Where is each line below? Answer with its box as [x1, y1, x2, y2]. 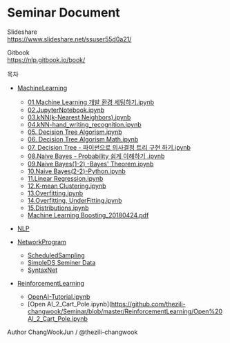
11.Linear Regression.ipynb [27, 174, 104, 182]
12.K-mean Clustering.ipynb [27, 182, 106, 190]
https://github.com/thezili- [111, 300, 186, 308]
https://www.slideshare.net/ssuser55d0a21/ [7, 35, 132, 43]
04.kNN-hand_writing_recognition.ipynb [27, 120, 142, 128]
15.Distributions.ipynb [27, 204, 89, 212]
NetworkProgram [17, 237, 67, 246]
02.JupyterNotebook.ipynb [27, 106, 105, 114]
